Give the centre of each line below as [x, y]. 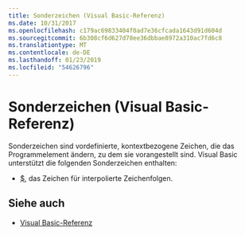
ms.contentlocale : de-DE [49, 53]
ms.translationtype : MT [48, 45]
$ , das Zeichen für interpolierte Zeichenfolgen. [96, 178]
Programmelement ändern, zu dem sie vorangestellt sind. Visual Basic [123, 154]
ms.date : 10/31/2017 [43, 23]
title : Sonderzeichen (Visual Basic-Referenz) [87, 16]
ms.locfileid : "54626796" [51, 68]
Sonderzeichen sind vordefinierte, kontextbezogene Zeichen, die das [121, 146]
